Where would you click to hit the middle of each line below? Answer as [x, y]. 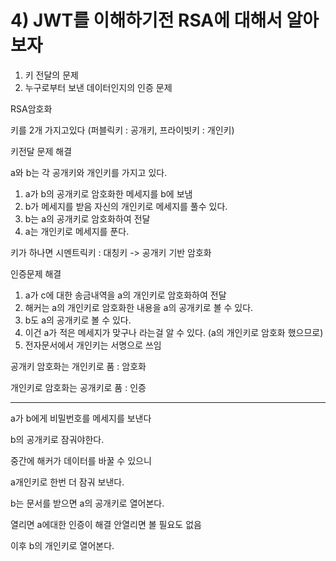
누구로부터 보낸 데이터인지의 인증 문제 [98, 87]
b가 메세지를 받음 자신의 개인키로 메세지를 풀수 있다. [126, 206]
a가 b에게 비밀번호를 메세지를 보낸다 [81, 418]
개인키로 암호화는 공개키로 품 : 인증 [78, 387]
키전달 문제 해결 [41, 151]
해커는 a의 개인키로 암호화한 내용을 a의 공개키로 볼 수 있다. [139, 307]
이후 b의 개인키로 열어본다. [62, 545]
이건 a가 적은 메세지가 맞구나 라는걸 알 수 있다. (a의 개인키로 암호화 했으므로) [174, 332]
